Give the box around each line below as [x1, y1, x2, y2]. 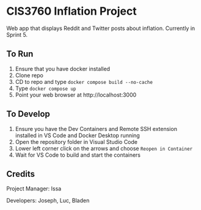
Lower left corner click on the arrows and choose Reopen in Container [15, 144, 193, 152]
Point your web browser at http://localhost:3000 [15, 91, 137, 99]
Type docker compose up [15, 84, 76, 92]
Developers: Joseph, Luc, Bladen [6, 197, 90, 204]
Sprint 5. [6, 31, 28, 38]
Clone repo [15, 72, 44, 79]
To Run [6, 49, 34, 59]
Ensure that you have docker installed [15, 65, 111, 72]
